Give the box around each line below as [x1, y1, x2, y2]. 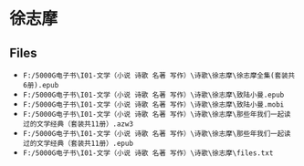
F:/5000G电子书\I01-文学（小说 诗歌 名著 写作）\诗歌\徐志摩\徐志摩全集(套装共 [22, 71, 295, 80]
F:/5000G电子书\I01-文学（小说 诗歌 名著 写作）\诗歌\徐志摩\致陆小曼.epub [22, 90, 285, 99]
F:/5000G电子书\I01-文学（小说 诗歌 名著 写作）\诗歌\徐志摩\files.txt [22, 149, 274, 158]
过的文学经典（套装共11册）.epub [22, 139, 134, 148]
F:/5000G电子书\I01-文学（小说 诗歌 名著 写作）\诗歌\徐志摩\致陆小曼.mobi [22, 100, 285, 109]
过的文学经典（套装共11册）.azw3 [22, 119, 134, 129]
